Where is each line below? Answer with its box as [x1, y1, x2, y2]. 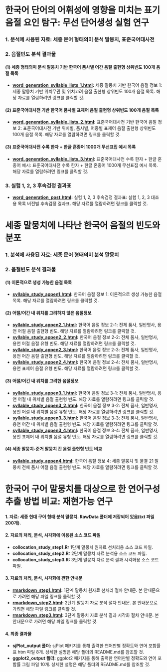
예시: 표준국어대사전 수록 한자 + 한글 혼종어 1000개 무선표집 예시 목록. [21, 162, 159, 168]
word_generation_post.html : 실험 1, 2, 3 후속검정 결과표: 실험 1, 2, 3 [12, 194, 150, 200]
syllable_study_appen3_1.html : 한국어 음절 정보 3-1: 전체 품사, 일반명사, [12, 390, 157, 396]
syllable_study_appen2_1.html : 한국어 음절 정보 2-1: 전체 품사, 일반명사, [12, 322, 157, 328]
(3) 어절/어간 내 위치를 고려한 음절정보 [5, 377, 79, 384]
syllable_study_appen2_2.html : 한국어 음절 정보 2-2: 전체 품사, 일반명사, [12, 335, 159, 340]
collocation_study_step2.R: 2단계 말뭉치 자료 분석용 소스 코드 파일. [12, 550, 147, 556]
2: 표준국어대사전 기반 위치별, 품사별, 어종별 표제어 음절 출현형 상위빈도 [17, 125, 156, 131]
